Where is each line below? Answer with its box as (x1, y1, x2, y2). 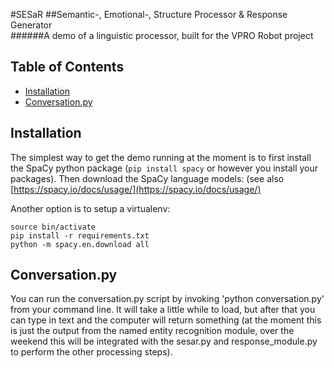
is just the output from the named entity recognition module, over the (10, 325, 295, 337)
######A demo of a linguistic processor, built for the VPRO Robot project (10, 30, 314, 41)
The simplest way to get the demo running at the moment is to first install (10, 151, 312, 163)
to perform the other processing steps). (10, 346, 173, 358)
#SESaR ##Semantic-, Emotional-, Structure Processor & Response (10, 9, 288, 20)
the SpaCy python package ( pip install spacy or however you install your (10, 162, 319, 174)
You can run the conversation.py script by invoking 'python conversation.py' (10, 293, 325, 305)
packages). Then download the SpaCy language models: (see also (10, 172, 285, 184)
